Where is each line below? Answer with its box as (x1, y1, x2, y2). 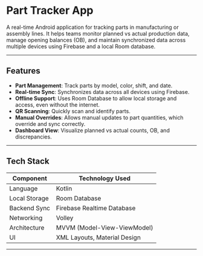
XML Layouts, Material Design (56, 233, 141, 242)
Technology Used (78, 174, 131, 183)
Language (9, 184, 38, 193)
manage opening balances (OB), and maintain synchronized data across (6, 36, 186, 43)
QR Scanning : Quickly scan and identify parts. (14, 107, 131, 114)
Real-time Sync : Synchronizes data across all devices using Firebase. (14, 88, 190, 95)
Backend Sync (9, 204, 50, 212)
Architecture (9, 223, 45, 232)
